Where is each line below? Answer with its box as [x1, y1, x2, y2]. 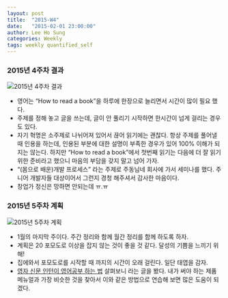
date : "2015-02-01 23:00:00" [7, 23, 96, 29]
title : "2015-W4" [7, 16, 59, 23]
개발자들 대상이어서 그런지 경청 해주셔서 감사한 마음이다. [29, 174, 180, 182]
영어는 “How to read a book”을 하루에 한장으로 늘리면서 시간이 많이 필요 [16, 97, 211, 105]
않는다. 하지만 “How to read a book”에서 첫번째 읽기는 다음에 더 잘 [29, 148, 209, 157]
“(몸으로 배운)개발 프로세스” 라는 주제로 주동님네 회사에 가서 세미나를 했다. [16, 165, 215, 174]
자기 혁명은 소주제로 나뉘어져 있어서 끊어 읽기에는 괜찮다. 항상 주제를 [16, 131, 199, 139]
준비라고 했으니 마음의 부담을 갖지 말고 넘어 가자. [29, 157, 159, 165]
